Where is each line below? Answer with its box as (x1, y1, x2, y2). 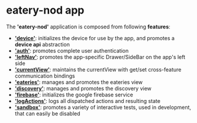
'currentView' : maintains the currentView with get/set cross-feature (14, 66, 182, 73)
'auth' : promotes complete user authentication (14, 47, 129, 54)
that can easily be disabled (14, 110, 81, 117)
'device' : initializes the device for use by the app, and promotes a (14, 34, 175, 41)
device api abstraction (14, 41, 70, 48)
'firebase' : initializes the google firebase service (14, 91, 133, 98)
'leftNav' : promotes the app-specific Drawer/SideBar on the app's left (14, 53, 186, 60)
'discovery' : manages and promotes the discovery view (14, 85, 152, 92)
